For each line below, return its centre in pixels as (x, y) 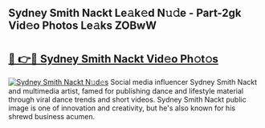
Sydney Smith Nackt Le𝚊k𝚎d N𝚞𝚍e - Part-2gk (125, 13)
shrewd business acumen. (51, 116)
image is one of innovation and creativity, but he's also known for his (122, 108)
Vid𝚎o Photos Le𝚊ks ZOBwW (82, 26)
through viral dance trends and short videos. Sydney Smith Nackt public (127, 100)
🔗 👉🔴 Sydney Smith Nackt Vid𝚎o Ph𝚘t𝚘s (114, 59)
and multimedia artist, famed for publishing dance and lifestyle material (126, 91)
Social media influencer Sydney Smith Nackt (184, 82)
